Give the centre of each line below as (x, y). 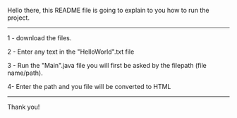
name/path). (25, 73)
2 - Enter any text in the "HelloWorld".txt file (71, 52)
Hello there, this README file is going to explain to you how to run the (108, 10)
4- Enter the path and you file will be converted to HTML (89, 87)
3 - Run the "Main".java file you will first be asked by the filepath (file (107, 65)
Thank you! (24, 107)
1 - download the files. (39, 38)
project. (19, 18)
